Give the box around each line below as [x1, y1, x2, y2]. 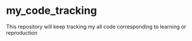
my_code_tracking [6, 4, 97, 17]
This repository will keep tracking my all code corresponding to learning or [6, 23, 187, 30]
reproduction [6, 29, 38, 36]
